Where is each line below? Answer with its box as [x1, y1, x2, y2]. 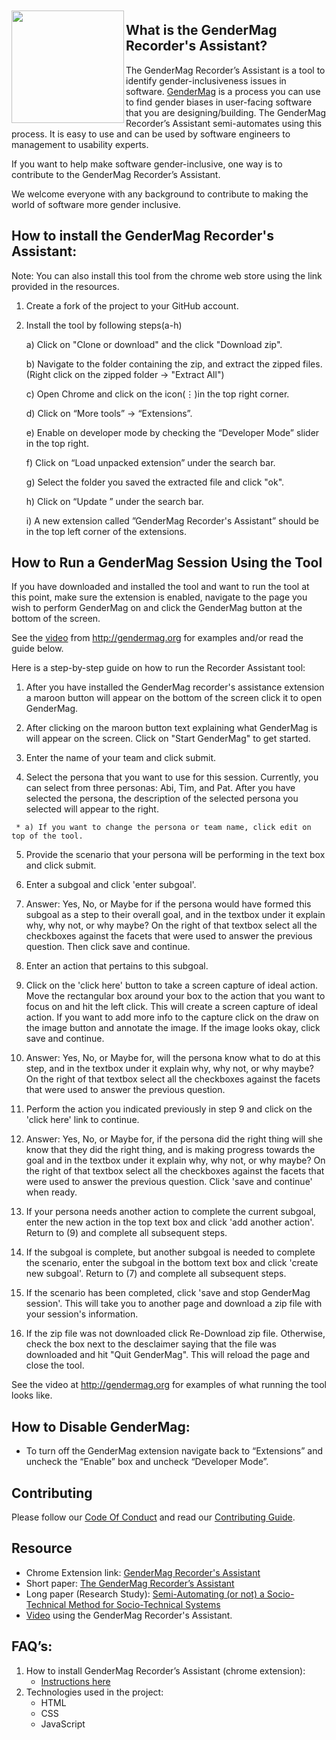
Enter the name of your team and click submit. [25, 752, 217, 764]
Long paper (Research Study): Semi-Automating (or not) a [25, 1588, 265, 1600]
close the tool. [25, 1359, 85, 1372]
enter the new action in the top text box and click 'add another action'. [25, 1216, 315, 1228]
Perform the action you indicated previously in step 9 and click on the [25, 1103, 313, 1115]
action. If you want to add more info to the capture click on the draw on [25, 1011, 319, 1023]
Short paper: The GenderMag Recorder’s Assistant [25, 1577, 235, 1589]
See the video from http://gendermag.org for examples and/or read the [11, 632, 304, 644]
